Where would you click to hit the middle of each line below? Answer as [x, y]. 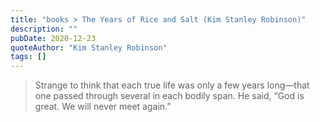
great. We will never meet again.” [103, 107]
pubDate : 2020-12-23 [53, 38]
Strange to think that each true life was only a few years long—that [172, 85]
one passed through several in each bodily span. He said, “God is [169, 96]
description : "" [44, 29]
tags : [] [28, 57]
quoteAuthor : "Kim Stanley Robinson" [89, 47]
